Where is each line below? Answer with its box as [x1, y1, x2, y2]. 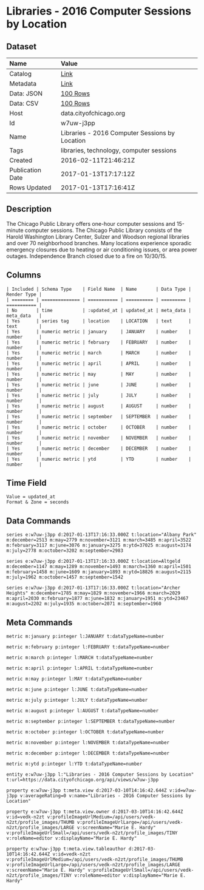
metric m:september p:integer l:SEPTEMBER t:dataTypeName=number [6, 718, 175, 725]
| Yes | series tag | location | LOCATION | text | [6, 318, 191, 324]
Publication [9, 166, 41, 174]
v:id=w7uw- [169, 787, 197, 793]
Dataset [6, 41, 37, 52]
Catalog [9, 70, 32, 78]
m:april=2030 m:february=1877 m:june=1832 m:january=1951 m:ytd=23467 [6, 596, 189, 602]
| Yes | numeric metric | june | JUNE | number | [6, 381, 191, 388]
